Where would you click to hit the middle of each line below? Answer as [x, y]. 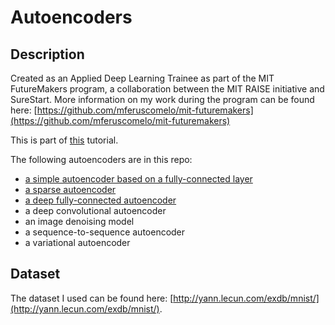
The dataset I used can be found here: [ [92, 298]
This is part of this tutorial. [64, 140]
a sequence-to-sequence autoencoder [105, 232]
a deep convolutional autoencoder [95, 210]
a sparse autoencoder [70, 189]
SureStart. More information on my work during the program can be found [162, 99]
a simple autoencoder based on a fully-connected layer [138, 179]
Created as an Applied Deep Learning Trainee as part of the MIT [142, 78]
